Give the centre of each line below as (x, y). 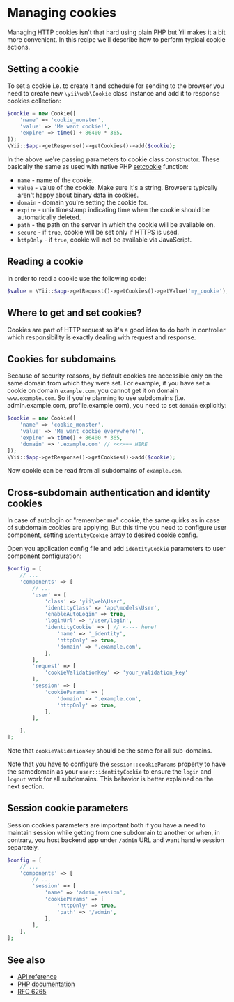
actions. (18, 47)
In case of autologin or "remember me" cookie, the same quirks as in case (114, 520)
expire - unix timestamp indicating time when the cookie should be (114, 210)
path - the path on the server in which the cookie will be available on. (116, 224)
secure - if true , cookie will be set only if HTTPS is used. (98, 232)
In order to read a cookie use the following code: (77, 278)
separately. (23, 847)
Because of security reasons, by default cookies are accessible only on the (115, 376)
